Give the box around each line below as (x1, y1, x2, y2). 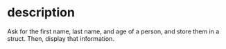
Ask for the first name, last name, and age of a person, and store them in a (7, 27, 220, 35)
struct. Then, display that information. (7, 34, 114, 42)
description (7, 5, 75, 20)
